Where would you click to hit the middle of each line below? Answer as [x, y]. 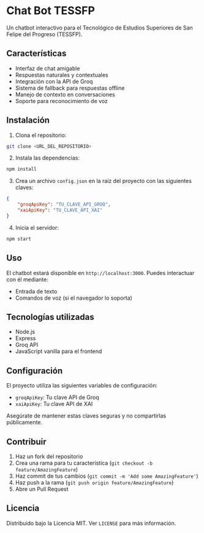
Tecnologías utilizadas [50, 317]
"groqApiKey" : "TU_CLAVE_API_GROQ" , [64, 204]
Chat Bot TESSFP [51, 11]
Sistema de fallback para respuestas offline [70, 88]
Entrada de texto [36, 291]
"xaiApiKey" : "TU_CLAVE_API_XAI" [60, 210]
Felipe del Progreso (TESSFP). [44, 34]
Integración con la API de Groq [54, 81]
